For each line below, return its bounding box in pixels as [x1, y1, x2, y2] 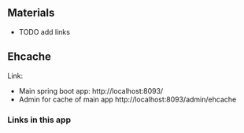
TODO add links [18, 27, 70, 36]
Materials [7, 6, 55, 20]
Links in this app [7, 114, 72, 125]
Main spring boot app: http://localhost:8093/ [18, 86, 164, 95]
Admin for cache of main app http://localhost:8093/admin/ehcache [18, 94, 237, 104]
